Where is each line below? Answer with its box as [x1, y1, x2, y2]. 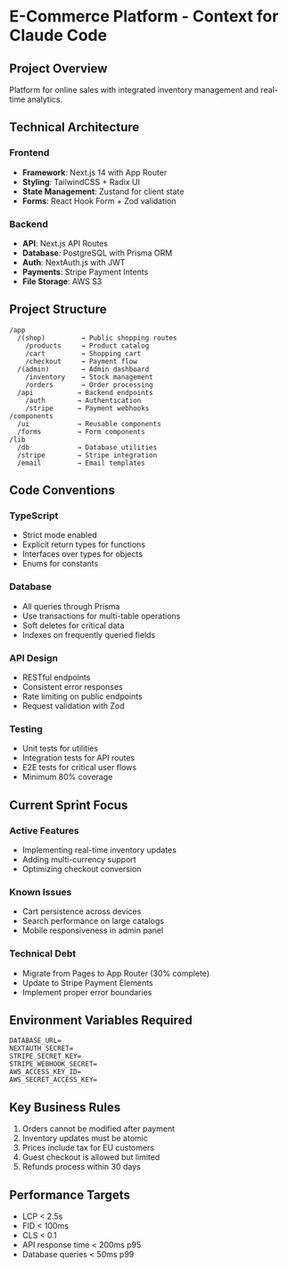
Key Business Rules [9, 1099, 121, 1114]
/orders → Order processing [25, 380, 153, 390]
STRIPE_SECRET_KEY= [9, 1052, 82, 1061]
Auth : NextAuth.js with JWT [21, 256, 126, 267]
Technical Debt [9, 947, 77, 960]
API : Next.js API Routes [21, 238, 109, 248]
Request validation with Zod [21, 701, 125, 711]
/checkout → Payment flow [25, 357, 138, 365]
